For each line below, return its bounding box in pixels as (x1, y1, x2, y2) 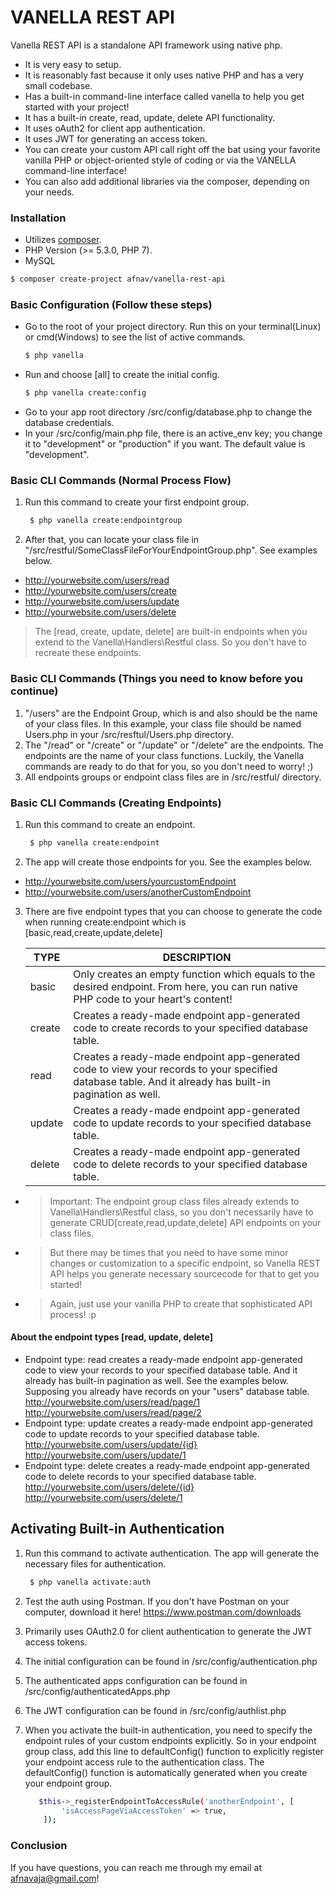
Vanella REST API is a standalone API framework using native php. (10, 39, 283, 51)
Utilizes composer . (24, 234, 102, 246)
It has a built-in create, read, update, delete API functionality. (24, 111, 276, 123)
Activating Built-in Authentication (10, 1521, 225, 1538)
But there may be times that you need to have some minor (49, 1246, 289, 1258)
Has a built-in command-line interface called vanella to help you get (24, 90, 305, 102)
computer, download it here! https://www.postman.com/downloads (24, 1606, 302, 1618)
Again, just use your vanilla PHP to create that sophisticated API (49, 1297, 313, 1310)
